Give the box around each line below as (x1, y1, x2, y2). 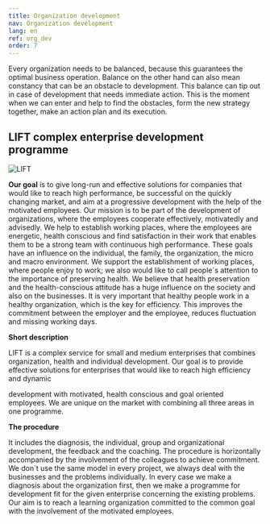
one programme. (8, 406, 64, 416)
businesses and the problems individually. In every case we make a (8, 472, 232, 481)
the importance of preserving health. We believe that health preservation (8, 273, 250, 283)
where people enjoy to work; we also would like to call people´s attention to (8, 265, 259, 275)
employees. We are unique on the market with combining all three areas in (8, 397, 255, 407)
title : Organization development (8, 11, 121, 20)
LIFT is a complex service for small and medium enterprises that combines (8, 347, 256, 357)
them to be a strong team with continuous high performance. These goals (8, 239, 253, 249)
